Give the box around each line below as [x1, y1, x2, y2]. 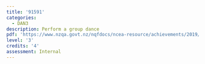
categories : [6, 15, 37, 21]
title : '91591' [6, 9, 45, 15]
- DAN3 [12, 20, 29, 26]
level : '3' [6, 37, 34, 43]
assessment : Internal [6, 49, 62, 55]
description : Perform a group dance [6, 26, 99, 32]
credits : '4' [6, 43, 40, 49]
